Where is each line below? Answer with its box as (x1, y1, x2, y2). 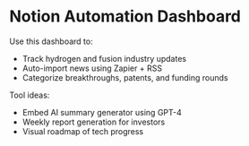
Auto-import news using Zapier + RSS (21, 63, 163, 73)
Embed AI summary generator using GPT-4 (21, 107, 182, 117)
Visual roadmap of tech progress (21, 125, 144, 136)
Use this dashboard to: (9, 36, 93, 47)
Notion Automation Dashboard (9, 6, 242, 27)
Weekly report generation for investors (21, 116, 166, 127)
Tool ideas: (9, 90, 50, 100)
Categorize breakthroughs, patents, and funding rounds (21, 72, 228, 82)
